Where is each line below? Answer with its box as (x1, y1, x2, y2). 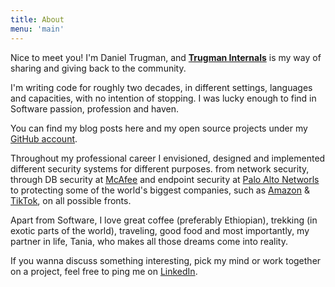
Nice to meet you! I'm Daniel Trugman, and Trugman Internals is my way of (10, 51, 322, 63)
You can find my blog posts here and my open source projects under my (10, 122, 308, 134)
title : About (10, 14, 65, 25)
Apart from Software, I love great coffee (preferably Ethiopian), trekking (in (10, 214, 318, 226)
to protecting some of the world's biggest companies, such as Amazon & (10, 184, 310, 196)
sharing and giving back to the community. (10, 62, 187, 74)
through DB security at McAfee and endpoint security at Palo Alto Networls (10, 173, 320, 185)
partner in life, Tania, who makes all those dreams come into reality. (10, 235, 288, 247)
